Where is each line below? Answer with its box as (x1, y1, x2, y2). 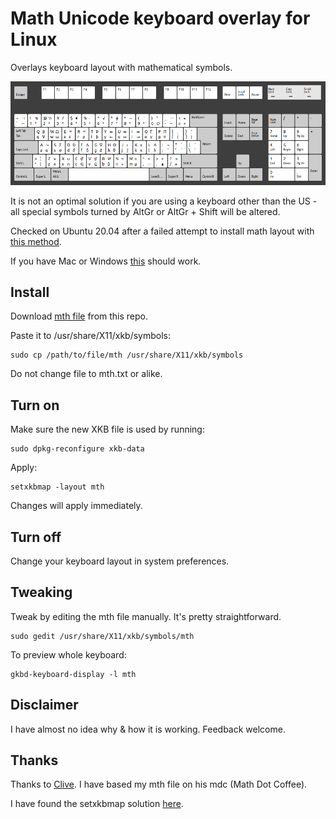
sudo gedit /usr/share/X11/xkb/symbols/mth (10, 631, 195, 641)
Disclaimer (10, 697, 79, 714)
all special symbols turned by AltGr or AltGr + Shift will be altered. (10, 205, 281, 217)
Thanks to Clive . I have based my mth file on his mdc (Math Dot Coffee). (10, 778, 308, 791)
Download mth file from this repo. (10, 310, 148, 322)
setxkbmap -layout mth (10, 482, 105, 492)
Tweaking (10, 584, 73, 601)
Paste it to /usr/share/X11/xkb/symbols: (10, 330, 171, 342)
